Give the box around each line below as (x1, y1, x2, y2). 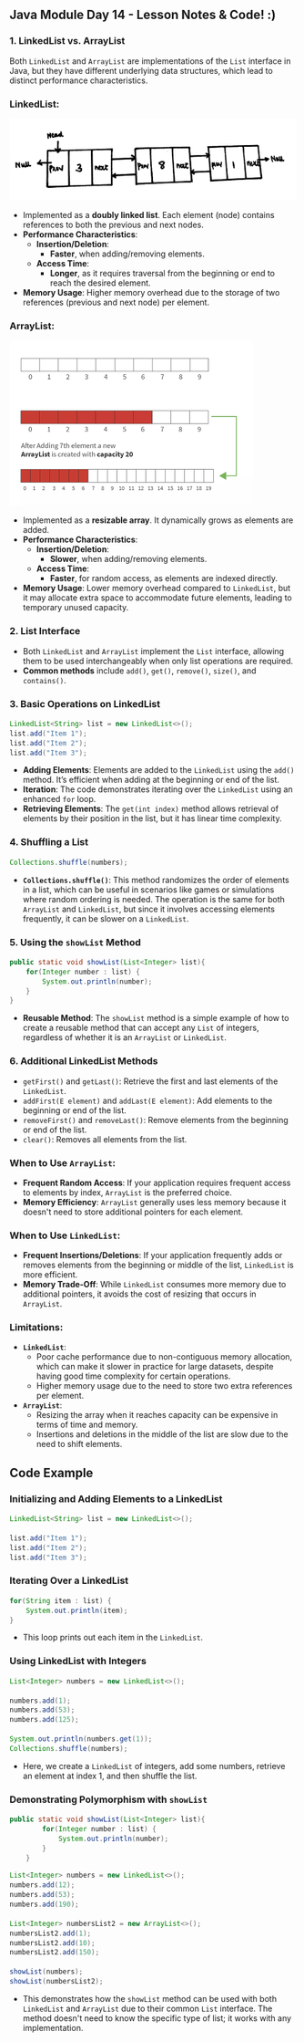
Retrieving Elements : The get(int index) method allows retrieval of (22, 803, 279, 815)
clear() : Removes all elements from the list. (22, 1133, 187, 1144)
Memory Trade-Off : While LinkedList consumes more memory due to (22, 1279, 287, 1290)
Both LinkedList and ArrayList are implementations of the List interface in (9, 55, 291, 67)
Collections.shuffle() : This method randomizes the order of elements (22, 874, 289, 885)
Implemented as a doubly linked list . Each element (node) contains (22, 210, 275, 221)
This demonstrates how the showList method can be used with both (22, 1993, 278, 2004)
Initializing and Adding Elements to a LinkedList (9, 1492, 223, 1505)
